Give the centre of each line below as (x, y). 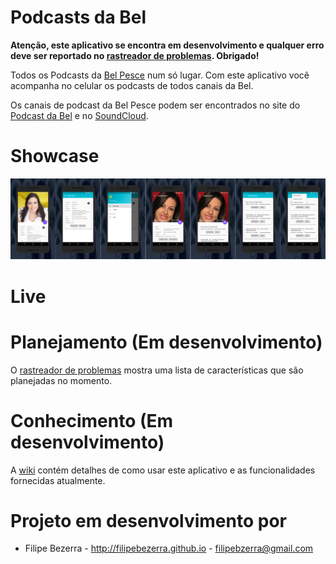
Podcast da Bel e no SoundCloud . (79, 115)
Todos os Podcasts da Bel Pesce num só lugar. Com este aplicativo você (160, 75)
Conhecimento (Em (92, 420)
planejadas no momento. (61, 380)
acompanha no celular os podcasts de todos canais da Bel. (132, 85)
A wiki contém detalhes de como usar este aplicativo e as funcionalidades (163, 470)
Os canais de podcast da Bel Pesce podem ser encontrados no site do (155, 105)
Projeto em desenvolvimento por (148, 520)
